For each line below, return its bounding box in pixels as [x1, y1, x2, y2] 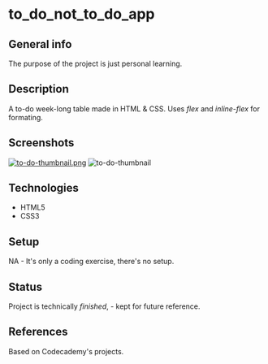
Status [8, 279, 43, 293]
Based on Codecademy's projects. [8, 346, 124, 356]
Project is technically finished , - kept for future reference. [8, 301, 201, 311]
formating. [8, 112, 43, 122]
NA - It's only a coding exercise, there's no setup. [8, 257, 175, 266]
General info [8, 37, 72, 51]
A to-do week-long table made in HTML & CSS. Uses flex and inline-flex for [8, 103, 260, 114]
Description [8, 82, 69, 96]
